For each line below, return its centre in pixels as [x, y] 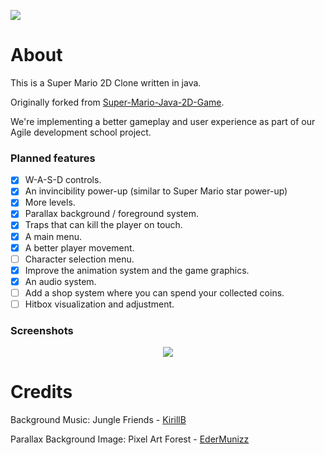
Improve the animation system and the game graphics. [137, 270]
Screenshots [42, 330]
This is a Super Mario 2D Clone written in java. [106, 82]
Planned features [53, 158]
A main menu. [53, 236]
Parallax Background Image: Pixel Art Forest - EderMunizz [130, 439]
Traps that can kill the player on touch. [103, 225]
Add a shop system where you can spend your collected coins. [154, 292]
